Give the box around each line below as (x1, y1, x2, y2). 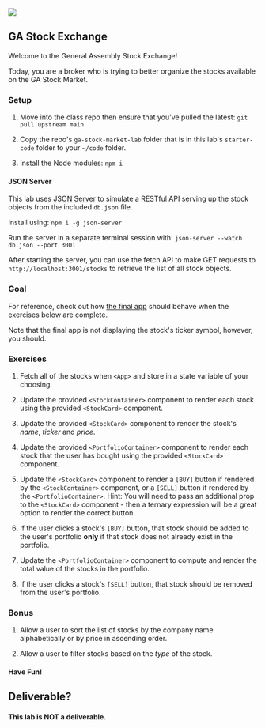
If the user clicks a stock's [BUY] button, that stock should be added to (19, 523, 249, 533)
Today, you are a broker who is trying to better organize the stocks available (8, 66, 256, 76)
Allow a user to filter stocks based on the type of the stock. (19, 649, 213, 658)
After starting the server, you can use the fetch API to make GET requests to (8, 255, 256, 265)
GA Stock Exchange (8, 30, 108, 43)
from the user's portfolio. (19, 587, 101, 597)
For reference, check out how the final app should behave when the (8, 301, 229, 311)
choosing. (19, 379, 53, 389)
